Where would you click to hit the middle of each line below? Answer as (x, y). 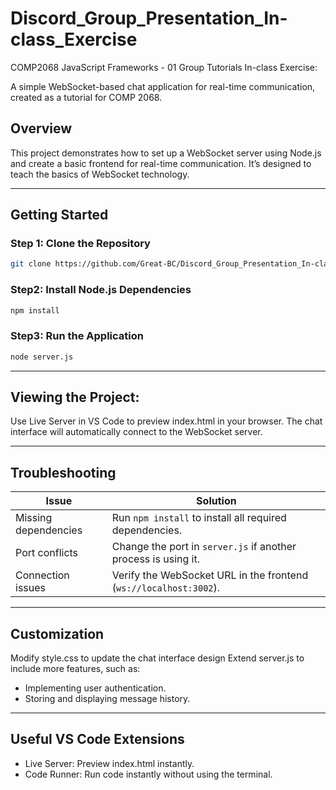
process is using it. (155, 559)
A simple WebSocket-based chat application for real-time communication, (163, 86)
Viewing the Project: (75, 397)
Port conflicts (47, 553)
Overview (41, 128)
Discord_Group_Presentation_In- (149, 18)
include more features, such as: (75, 669)
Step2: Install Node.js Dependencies (101, 290)
